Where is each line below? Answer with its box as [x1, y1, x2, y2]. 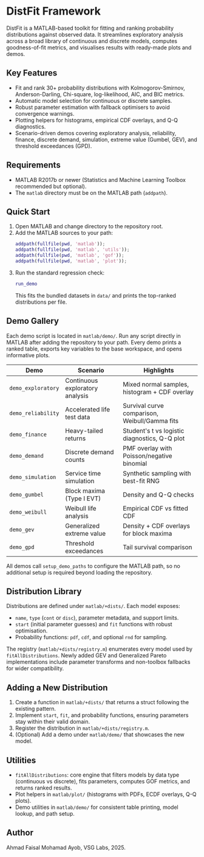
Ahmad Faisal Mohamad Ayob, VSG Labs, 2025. [6, 844, 126, 851]
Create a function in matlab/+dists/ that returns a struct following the [15, 699, 189, 706]
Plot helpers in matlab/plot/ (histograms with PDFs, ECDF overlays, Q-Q [15, 791, 197, 798]
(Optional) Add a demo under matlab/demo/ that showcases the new [15, 731, 185, 738]
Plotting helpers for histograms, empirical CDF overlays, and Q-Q [15, 116, 178, 124]
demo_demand [9, 452, 44, 459]
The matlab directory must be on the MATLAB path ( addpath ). [15, 189, 168, 196]
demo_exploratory [9, 385, 59, 391]
